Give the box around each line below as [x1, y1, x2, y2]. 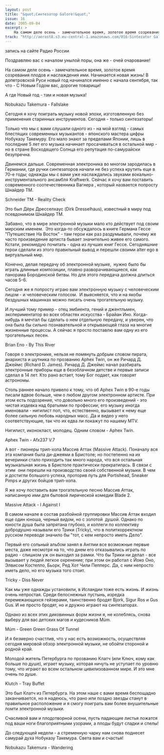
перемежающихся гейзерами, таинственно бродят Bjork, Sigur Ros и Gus [5, 596, 158, 602]
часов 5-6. [5, 277, 27, 283]
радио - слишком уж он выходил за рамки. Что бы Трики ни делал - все [5, 551, 156, 558]
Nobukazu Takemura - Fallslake [5, 101, 69, 107]
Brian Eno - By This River [5, 342, 55, 347]
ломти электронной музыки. [5, 706, 65, 711]
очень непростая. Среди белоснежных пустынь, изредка [5, 592, 125, 597]
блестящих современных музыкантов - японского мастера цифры [5, 131, 144, 137]
